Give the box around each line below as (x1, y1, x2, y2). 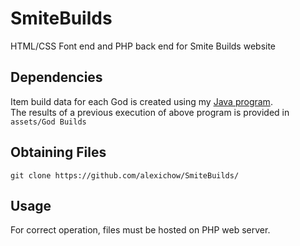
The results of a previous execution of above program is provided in (10, 106, 290, 118)
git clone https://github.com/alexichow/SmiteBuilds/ (10, 170, 240, 181)
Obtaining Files (10, 144, 107, 161)
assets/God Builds (10, 117, 87, 127)
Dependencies (10, 69, 103, 86)
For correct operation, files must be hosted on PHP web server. (10, 224, 271, 236)
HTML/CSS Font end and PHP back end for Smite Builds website (10, 40, 277, 52)
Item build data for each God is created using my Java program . (10, 95, 273, 107)
